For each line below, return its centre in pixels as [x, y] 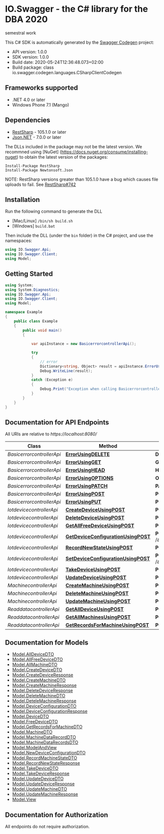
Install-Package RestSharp [32, 166]
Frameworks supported [41, 88]
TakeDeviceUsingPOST [93, 570]
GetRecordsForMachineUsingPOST [107, 625]
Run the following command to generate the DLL [54, 211]
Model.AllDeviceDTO [33, 654]
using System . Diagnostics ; [32, 290]
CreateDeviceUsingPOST [95, 510]
